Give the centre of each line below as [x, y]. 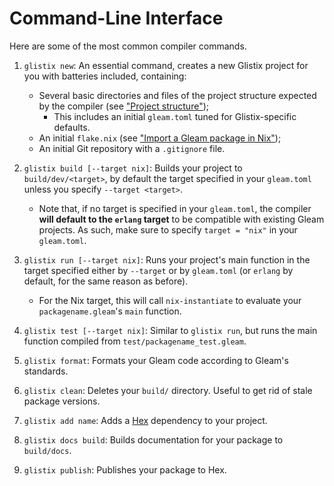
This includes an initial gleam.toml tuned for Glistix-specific [175, 116]
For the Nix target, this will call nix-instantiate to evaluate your [170, 300]
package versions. [62, 401]
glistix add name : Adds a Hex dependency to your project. [145, 420]
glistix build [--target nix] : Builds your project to [133, 168]
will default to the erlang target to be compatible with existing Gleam [181, 219]
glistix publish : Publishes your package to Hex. [125, 469]
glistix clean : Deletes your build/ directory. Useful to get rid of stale [168, 390]
